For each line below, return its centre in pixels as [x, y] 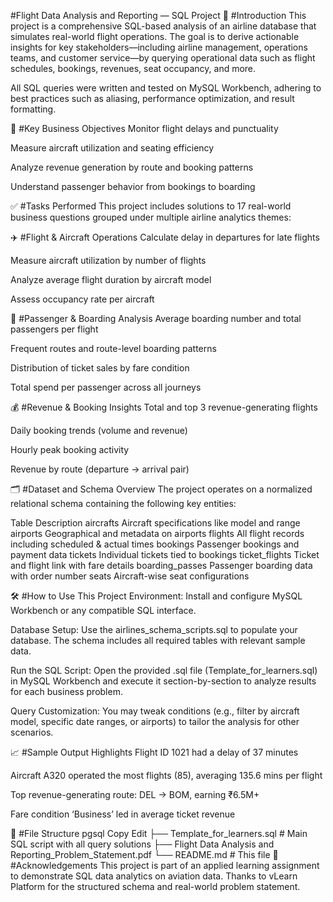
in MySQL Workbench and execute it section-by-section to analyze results [163, 681]
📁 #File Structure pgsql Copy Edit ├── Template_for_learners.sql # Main [159, 833]
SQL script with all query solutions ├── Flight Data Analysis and [142, 844]
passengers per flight [54, 329]
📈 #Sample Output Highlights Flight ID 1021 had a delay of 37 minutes [154, 752]
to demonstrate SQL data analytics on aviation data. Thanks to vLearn [154, 876]
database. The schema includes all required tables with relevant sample [158, 640]
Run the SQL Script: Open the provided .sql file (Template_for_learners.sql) [164, 670]
